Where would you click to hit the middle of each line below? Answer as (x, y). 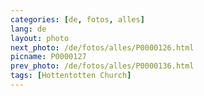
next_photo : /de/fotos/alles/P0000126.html (102, 47)
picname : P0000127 (48, 57)
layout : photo (40, 38)
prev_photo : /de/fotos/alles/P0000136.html (102, 66)
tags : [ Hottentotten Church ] (71, 76)
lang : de (28, 29)
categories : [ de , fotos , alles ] (77, 19)
